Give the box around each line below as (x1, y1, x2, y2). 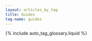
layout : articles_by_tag (5, 7, 58, 12)
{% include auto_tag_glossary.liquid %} (5, 30, 87, 36)
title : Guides (5, 12, 36, 17)
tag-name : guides (5, 16, 42, 21)
